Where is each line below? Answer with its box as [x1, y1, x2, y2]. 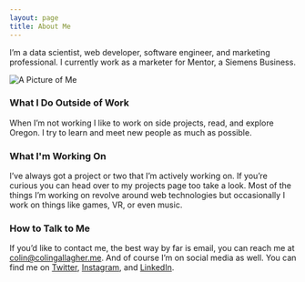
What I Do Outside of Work [9, 96, 129, 109]
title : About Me [9, 22, 71, 31]
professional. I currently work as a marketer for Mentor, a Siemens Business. [9, 56, 296, 67]
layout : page [9, 13, 59, 23]
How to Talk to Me [9, 222, 91, 235]
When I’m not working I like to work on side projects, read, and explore [9, 117, 275, 128]
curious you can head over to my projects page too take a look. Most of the [9, 180, 292, 191]
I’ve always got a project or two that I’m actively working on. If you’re [9, 170, 269, 182]
